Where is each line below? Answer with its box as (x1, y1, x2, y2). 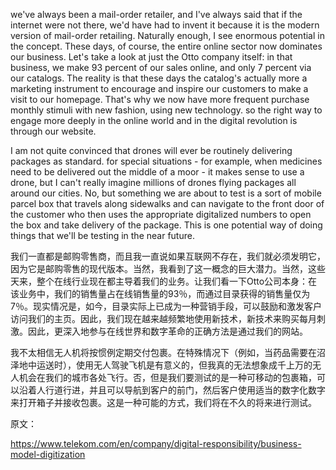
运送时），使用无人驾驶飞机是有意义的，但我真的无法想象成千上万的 (36, 359, 313, 371)
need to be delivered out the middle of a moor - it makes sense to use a (10, 166, 305, 178)
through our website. (10, 125, 97, 137)
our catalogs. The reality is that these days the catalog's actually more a (10, 72, 308, 84)
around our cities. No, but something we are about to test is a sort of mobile (10, 187, 322, 199)
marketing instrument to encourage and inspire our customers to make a (10, 83, 309, 94)
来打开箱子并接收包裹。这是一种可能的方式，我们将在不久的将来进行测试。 (10, 397, 317, 408)
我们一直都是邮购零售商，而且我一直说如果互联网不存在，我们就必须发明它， (10, 250, 326, 262)
